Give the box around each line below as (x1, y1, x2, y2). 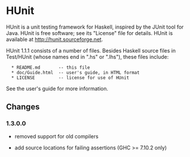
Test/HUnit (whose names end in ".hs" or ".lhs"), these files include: (6, 53, 169, 60)
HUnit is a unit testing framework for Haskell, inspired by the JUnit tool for (6, 23, 184, 30)
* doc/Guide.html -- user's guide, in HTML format (11, 69, 140, 75)
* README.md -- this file (11, 64, 91, 71)
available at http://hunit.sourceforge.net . (6, 36, 103, 43)
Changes (6, 102, 40, 112)
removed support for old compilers (14, 132, 99, 139)
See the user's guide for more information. (6, 85, 109, 92)
